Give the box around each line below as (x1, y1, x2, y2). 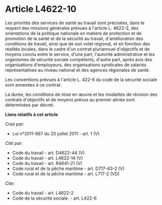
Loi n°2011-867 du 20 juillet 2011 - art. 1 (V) (12, 130, 100, 136)
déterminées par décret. (5, 102, 54, 108)
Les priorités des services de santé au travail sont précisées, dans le (5, 20, 145, 26)
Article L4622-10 (5, 3, 77, 15)
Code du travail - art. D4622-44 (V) (12, 150, 85, 156)
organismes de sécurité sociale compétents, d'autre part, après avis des (5, 56, 152, 62)
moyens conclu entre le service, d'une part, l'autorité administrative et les (5, 51, 155, 57)
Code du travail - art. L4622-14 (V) (12, 155, 83, 161)
